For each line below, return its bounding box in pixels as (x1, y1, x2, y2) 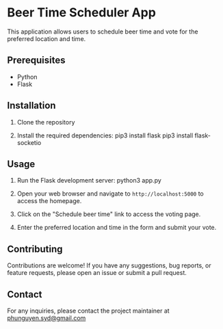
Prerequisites (7, 55, 66, 66)
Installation (7, 100, 56, 111)
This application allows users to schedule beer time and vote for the (7, 27, 198, 36)
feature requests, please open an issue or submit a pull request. (7, 269, 187, 277)
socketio (16, 138, 42, 146)
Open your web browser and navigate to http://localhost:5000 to (16, 189, 204, 198)
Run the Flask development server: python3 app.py (16, 176, 162, 185)
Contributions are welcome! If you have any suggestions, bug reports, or (7, 261, 211, 269)
